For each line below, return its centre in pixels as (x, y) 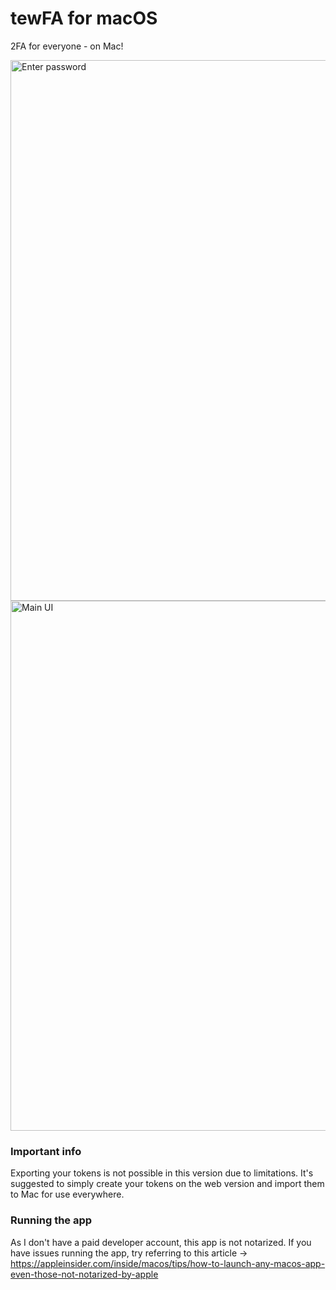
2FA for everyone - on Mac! (67, 46)
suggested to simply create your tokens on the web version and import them (167, 1184)
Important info (46, 1151)
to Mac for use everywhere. (67, 1194)
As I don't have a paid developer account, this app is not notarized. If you (161, 1242)
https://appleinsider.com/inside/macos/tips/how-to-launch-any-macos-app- (168, 1263)
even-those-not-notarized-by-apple (84, 1274)
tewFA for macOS (84, 18)
